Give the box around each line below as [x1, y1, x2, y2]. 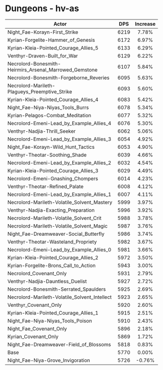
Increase [135, 20, 156, 27]
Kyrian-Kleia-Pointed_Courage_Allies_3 [7, 167, 98, 174]
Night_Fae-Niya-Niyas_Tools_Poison [7, 317, 92, 324]
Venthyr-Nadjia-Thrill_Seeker [7, 127, 76, 134]
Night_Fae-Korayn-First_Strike [7, 29, 79, 35]
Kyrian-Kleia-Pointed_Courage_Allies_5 [7, 44, 98, 51]
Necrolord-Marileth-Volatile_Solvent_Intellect [7, 294, 112, 300]
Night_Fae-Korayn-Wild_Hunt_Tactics [7, 143, 95, 150]
